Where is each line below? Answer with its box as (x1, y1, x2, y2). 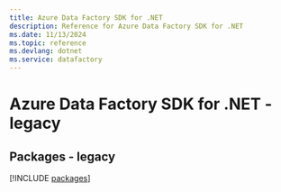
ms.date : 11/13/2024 (9, 30, 87, 39)
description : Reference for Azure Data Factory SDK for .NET (9, 22, 244, 31)
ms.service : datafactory (9, 55, 103, 64)
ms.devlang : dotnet (9, 47, 83, 56)
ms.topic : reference (9, 38, 87, 48)
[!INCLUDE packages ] (9, 173, 91, 183)
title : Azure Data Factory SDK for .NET (9, 13, 164, 23)
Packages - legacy (9, 149, 115, 164)
